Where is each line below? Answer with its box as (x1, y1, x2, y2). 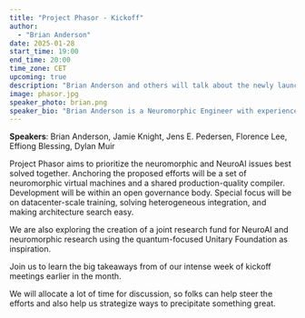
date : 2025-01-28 (9, 38, 75, 48)
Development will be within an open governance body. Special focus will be (9, 187, 292, 198)
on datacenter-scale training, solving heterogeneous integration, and (9, 197, 267, 208)
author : (9, 22, 39, 31)
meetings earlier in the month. (9, 271, 122, 282)
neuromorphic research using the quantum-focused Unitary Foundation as (9, 234, 289, 245)
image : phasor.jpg (9, 89, 79, 98)
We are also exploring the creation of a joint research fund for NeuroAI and (9, 224, 289, 235)
